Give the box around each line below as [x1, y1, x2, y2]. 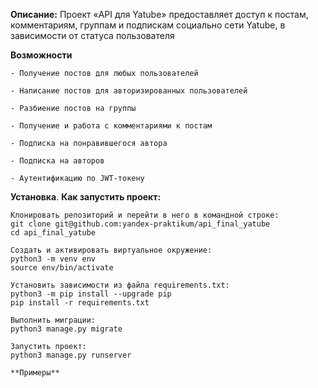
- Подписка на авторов [10, 156, 105, 166]
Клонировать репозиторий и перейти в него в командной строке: [10, 210, 280, 220]
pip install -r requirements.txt [10, 298, 150, 308]
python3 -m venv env [10, 254, 97, 264]
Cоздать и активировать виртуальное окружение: [10, 245, 213, 255]
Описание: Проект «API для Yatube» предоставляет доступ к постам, [10, 9, 309, 20]
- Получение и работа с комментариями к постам [10, 121, 213, 131]
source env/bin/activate [10, 263, 114, 273]
